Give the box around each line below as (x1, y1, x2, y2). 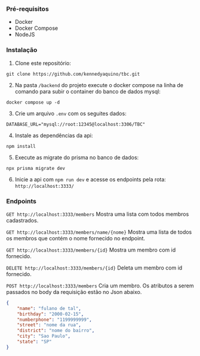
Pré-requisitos (6, 5, 49, 13)
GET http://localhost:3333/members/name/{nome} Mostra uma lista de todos (6, 228, 192, 236)
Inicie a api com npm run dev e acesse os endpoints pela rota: (14, 175, 166, 183)
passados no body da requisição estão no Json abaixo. (6, 288, 142, 295)
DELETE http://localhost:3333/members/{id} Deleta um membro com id (6, 264, 183, 271)
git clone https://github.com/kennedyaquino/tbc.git (6, 71, 140, 77)
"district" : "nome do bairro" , (17, 327, 95, 334)
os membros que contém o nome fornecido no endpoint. (6, 234, 145, 242)
